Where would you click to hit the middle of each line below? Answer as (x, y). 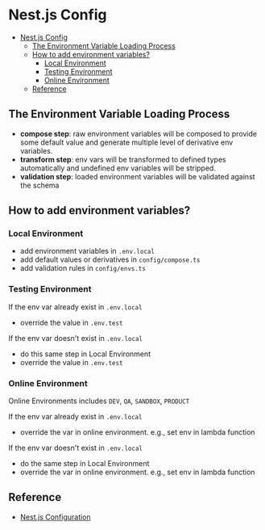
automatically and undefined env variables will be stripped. (118, 168)
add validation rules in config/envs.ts (83, 268)
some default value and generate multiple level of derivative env (126, 142)
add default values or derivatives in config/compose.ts (110, 259)
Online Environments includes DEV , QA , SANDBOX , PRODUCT (99, 401)
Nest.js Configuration (55, 517)
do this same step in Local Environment (85, 354)
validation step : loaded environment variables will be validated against (137, 176)
